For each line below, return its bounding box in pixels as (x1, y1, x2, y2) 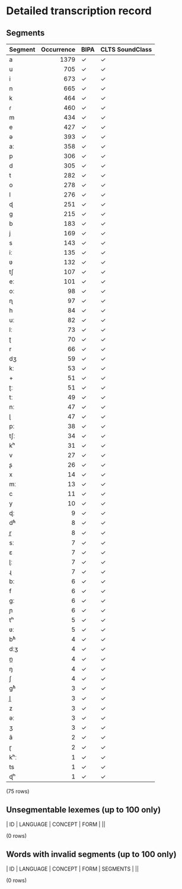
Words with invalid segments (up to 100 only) (6, 849, 177, 859)
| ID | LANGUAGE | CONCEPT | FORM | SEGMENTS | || (6, 865, 139, 872)
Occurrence (41, 46, 76, 53)
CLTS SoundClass (100, 46, 152, 53)
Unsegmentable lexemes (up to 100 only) (6, 805, 161, 815)
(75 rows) (6, 788, 30, 795)
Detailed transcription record (6, 4, 152, 18)
